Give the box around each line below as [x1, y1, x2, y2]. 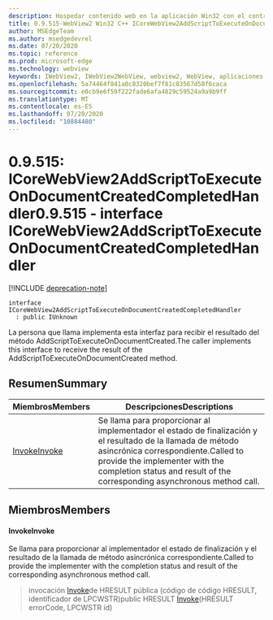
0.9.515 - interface [35, 205, 163, 223]
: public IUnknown [15, 313, 79, 321]
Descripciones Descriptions [125, 401, 234, 412]
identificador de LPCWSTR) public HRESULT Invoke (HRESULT [28, 594, 234, 604]
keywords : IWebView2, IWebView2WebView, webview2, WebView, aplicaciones [8, 72, 264, 80]
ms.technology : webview [8, 65, 89, 73]
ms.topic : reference [8, 50, 79, 58]
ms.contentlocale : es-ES [8, 102, 93, 111]
